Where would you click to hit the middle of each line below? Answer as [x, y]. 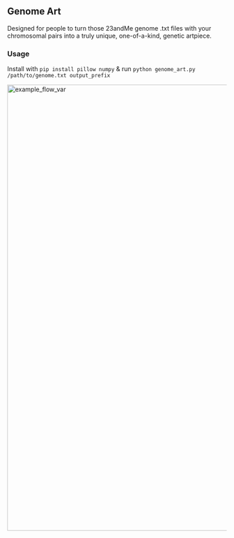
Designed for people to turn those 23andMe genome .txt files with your [109, 28]
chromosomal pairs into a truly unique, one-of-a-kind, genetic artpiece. [110, 36]
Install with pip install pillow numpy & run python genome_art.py [101, 69]
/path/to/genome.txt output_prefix [59, 76]
